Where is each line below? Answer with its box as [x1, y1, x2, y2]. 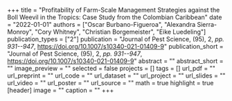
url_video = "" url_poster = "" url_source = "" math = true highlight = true [7, 79, 214, 87]
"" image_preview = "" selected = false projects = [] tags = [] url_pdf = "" [7, 65, 216, 72]
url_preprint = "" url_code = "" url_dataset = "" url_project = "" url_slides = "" [7, 71, 226, 80]
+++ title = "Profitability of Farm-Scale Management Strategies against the [7, 6, 220, 14]
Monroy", [7, 27, 33, 36]
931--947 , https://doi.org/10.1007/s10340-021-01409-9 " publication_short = [7, 43, 224, 50]
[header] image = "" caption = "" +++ [7, 86, 114, 94]
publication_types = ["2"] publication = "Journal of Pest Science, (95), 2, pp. [7, 35, 224, 43]
